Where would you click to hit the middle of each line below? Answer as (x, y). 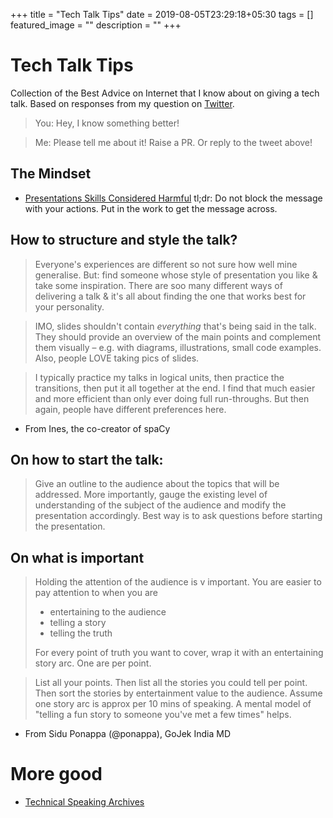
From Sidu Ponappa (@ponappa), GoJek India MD (128, 734)
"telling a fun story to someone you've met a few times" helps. (163, 715)
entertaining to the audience (108, 612)
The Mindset (51, 174)
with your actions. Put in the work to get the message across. (151, 208)
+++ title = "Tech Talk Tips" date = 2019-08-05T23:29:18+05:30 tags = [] (162, 14)
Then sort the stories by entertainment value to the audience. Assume (178, 693)
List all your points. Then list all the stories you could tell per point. (171, 683)
